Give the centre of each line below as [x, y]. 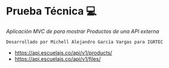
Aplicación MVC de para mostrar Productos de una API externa [83, 31]
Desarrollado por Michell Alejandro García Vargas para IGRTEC [85, 42]
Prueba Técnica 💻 [51, 11]
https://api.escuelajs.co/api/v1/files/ [58, 59]
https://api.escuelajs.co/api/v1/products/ [63, 52]
